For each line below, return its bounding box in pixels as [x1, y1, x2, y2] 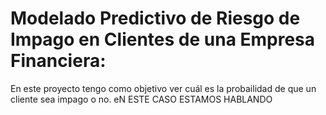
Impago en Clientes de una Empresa [10, 28, 316, 51]
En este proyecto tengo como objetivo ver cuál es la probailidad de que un [10, 82, 317, 94]
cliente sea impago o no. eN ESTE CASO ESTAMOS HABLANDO [10, 93, 273, 105]
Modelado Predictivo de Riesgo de [10, 7, 301, 30]
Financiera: [10, 50, 107, 72]
